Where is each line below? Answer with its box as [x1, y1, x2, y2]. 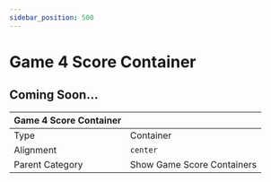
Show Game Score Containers [129, 158, 258, 170]
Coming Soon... [9, 87, 99, 103]
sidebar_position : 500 [9, 13, 94, 22]
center [129, 144, 159, 155]
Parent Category [13, 158, 83, 170]
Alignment [13, 143, 57, 156]
